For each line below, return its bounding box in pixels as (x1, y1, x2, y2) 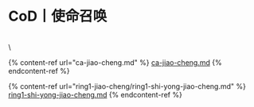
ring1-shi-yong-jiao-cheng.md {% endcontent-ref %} (8, 90, 183, 99)
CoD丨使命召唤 (8, 7, 107, 25)
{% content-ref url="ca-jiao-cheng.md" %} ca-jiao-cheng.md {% (8, 57, 222, 67)
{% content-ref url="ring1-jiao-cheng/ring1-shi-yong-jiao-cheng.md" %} (8, 81, 247, 91)
